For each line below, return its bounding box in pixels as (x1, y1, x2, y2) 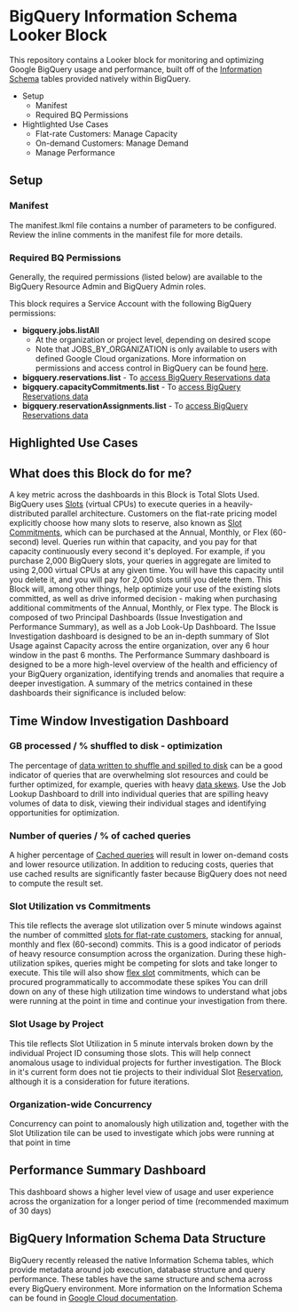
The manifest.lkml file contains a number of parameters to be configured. (9, 219, 277, 230)
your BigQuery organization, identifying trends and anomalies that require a (9, 669, 285, 680)
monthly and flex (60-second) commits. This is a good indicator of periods (9, 939, 282, 950)
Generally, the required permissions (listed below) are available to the (9, 271, 263, 282)
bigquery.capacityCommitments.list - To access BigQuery (21, 381, 241, 392)
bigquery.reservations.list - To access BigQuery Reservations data (21, 371, 271, 383)
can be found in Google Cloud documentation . (9, 1292, 178, 1303)
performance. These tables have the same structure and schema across (9, 1273, 273, 1284)
